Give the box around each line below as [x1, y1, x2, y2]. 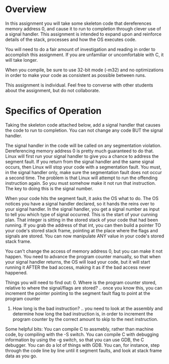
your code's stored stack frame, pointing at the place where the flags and [5, 227, 158, 233]
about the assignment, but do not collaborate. [5, 87, 100, 93]
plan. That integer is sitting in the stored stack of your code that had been [5, 217, 158, 223]
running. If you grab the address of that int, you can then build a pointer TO [5, 222, 161, 228]
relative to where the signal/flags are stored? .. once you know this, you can [5, 285, 162, 291]
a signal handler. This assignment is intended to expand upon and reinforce [5, 31, 162, 37]
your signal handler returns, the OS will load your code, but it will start [5, 259, 150, 265]
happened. [5, 269, 28, 275]
